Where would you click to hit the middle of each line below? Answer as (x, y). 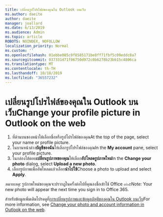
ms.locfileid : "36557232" (31, 78)
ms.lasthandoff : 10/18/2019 (34, 73)
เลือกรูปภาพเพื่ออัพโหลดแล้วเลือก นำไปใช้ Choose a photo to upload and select (81, 169)
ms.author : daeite (24, 14)
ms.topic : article (24, 37)
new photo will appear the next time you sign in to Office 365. (67, 189)
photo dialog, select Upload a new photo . (54, 164)
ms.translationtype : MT (29, 64)
